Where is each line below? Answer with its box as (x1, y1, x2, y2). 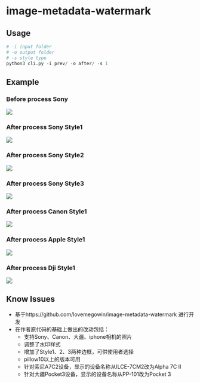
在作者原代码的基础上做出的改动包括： (14, 326, 109, 333)
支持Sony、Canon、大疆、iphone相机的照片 (23, 333, 133, 340)
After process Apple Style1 (6, 235, 85, 244)
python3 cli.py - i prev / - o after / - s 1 (6, 60, 109, 66)
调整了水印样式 (23, 341, 61, 348)
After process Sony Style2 (6, 151, 85, 160)
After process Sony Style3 (6, 179, 85, 188)
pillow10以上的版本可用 (23, 356, 81, 363)
